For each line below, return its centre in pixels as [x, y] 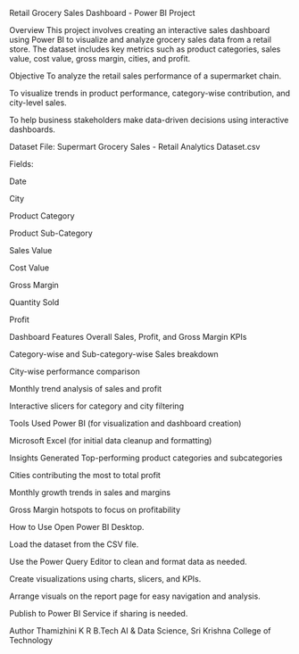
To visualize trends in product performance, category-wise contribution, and [150, 93]
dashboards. [33, 129]
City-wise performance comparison [75, 371]
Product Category [42, 216]
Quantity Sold [34, 302]
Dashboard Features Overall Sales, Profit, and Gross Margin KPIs [128, 337]
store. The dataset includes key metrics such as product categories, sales [145, 49]
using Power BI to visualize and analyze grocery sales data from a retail [141, 40]
